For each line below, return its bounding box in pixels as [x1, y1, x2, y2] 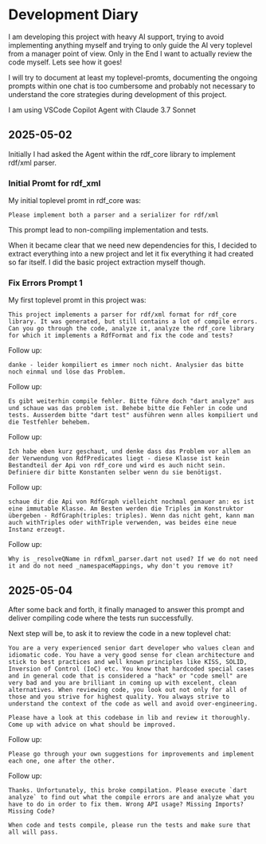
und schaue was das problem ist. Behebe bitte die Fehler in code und [8, 404, 248, 412]
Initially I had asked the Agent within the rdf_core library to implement [8, 149, 237, 158]
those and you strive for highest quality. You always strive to [8, 693, 229, 701]
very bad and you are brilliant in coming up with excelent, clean [8, 679, 237, 687]
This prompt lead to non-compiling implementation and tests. [8, 225, 209, 235]
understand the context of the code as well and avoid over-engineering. [8, 700, 259, 708]
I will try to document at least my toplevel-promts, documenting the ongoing [8, 72, 257, 82]
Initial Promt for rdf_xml [8, 178, 101, 189]
